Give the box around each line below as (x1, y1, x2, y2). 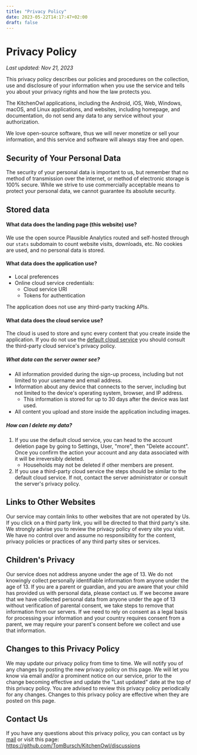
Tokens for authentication (23, 292, 86, 299)
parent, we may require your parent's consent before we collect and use (6, 620, 181, 627)
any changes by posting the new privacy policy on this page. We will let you (6, 666, 189, 673)
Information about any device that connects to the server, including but (14, 383, 186, 390)
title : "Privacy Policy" (6, 8, 67, 15)
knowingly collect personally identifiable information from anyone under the (6, 577, 189, 584)
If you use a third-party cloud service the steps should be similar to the (14, 468, 186, 475)
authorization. (6, 118, 40, 125)
